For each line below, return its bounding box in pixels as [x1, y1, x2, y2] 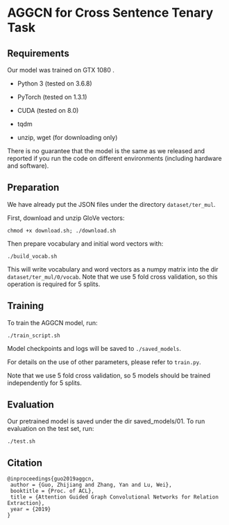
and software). [7, 162, 49, 170]
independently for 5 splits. [7, 378, 82, 387]
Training [7, 300, 44, 312]
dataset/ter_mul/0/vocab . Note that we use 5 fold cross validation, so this [7, 272, 218, 281]
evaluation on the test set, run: [7, 425, 94, 433]
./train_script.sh [7, 332, 60, 339]
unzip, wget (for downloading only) [17, 134, 118, 141]
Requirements [7, 47, 69, 59]
